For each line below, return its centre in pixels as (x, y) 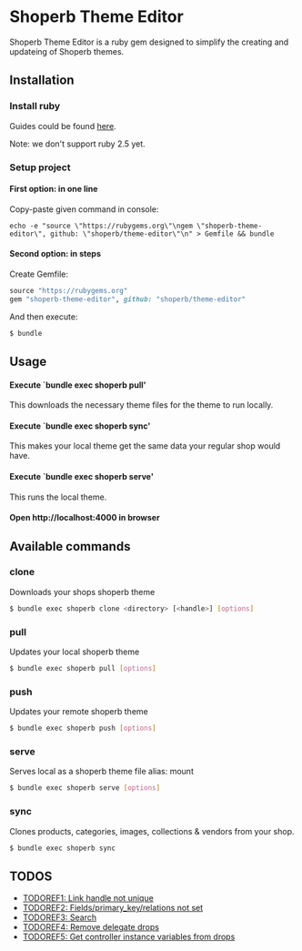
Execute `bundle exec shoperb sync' (80, 426)
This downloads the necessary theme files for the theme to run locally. (141, 405)
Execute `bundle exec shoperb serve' (82, 476)
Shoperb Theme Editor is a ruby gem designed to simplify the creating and (149, 42)
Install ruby (35, 106)
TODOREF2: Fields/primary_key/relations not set (113, 908)
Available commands (70, 546)
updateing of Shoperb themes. (67, 51)
